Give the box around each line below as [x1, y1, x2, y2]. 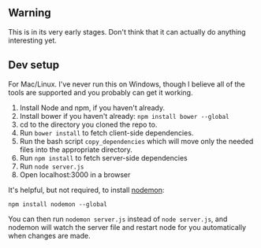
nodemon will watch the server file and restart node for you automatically [8, 222, 247, 231]
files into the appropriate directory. [19, 145, 132, 154]
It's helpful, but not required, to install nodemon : [8, 185, 165, 194]
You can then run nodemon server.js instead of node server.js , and [8, 214, 228, 224]
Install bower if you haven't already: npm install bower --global [19, 111, 230, 120]
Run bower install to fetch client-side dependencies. [19, 128, 194, 137]
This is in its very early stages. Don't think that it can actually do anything [8, 27, 246, 36]
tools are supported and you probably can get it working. [8, 87, 193, 97]
